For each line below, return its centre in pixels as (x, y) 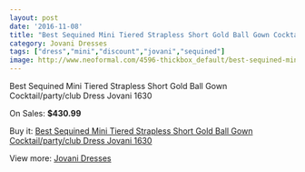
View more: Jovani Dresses (60, 158)
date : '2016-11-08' (46, 26)
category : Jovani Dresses (58, 43)
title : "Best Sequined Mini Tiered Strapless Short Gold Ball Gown (140, 35)
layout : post (34, 18)
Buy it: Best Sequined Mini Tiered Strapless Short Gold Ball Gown (131, 131)
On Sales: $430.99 (45, 113)
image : (22, 60)
